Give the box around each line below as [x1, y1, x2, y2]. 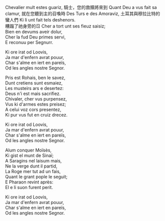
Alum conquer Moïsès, [5, 147, 51, 153]
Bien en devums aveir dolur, [5, 29, 62, 34]
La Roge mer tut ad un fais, [5, 168, 61, 174]
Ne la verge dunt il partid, [5, 163, 57, 169]
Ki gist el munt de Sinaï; [5, 152, 54, 158]
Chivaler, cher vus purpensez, [5, 96, 67, 101]
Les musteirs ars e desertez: [5, 85, 64, 91]
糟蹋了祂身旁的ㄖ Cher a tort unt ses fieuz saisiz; [5, 23, 106, 29]
